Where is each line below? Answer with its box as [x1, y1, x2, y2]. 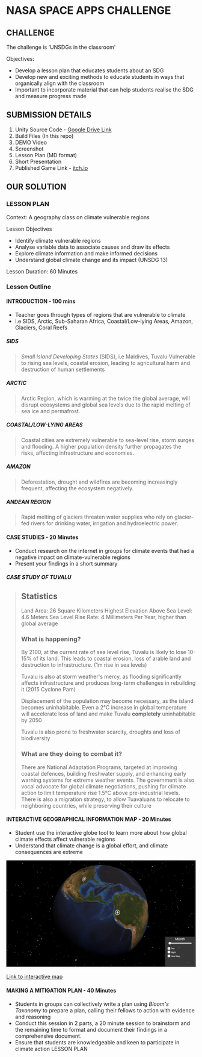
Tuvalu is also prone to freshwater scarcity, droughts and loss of [20, 728, 180, 735]
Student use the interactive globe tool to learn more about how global [14, 829, 188, 836]
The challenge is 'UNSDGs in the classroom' [6, 43, 116, 51]
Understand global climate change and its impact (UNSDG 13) [14, 256, 168, 263]
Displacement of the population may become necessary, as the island [20, 697, 194, 705]
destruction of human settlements [20, 366, 105, 373]
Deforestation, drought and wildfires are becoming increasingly [20, 478, 178, 485]
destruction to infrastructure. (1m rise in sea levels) [20, 661, 147, 669]
